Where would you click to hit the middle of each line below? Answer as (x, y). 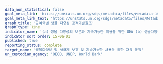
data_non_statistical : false (34, 9)
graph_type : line (23, 27)
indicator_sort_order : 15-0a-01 (38, 37)
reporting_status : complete (33, 45)
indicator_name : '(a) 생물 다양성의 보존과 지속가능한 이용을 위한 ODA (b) (73, 32)
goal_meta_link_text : (27, 18)
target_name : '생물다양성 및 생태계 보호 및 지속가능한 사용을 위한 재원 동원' (74, 50)
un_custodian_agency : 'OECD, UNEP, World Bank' (54, 54)
